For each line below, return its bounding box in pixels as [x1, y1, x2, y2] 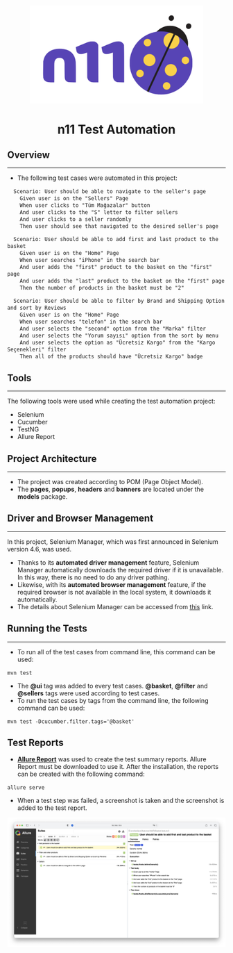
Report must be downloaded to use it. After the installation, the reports [17, 763, 219, 771]
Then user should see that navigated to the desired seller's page [19, 223, 218, 230]
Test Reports [7, 737, 64, 749]
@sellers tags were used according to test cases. [17, 689, 160, 697]
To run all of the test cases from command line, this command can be [17, 647, 216, 656]
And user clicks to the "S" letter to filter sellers [19, 209, 178, 216]
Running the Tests [7, 623, 88, 635]
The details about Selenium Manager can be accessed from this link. [17, 602, 214, 611]
